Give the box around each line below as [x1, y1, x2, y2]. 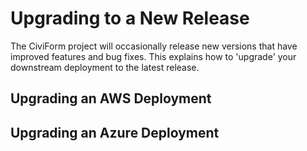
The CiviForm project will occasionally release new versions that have [10, 40, 298, 52]
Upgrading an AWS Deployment [10, 90, 212, 107]
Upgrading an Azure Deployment [10, 124, 220, 141]
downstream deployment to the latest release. [10, 61, 200, 73]
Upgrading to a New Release [10, 7, 250, 30]
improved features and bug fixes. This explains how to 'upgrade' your [10, 50, 297, 62]
